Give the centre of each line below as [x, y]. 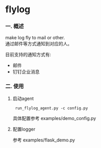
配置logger [24, 129]
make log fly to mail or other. [35, 38]
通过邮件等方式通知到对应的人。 [39, 44]
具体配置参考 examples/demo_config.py [54, 118]
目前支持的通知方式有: [28, 55]
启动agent [23, 98]
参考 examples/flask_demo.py [44, 140]
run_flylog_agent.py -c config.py [52, 108]
